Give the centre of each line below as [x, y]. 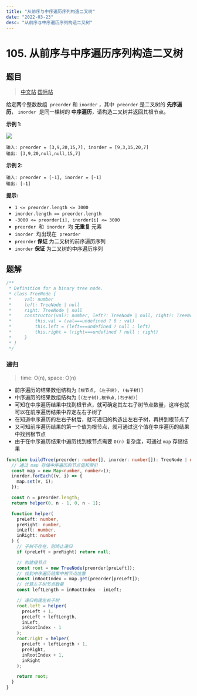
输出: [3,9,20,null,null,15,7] [43, 154]
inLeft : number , [37, 530]
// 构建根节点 [32, 562]
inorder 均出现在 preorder [47, 234]
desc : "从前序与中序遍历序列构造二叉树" [49, 22]
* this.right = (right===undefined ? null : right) [84, 332]
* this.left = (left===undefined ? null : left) [79, 327]
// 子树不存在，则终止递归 [45, 547]
